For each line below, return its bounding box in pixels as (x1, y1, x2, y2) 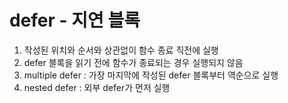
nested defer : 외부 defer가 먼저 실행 (23, 81, 171, 93)
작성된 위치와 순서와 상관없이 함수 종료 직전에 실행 (23, 44, 219, 56)
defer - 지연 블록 (9, 9, 141, 32)
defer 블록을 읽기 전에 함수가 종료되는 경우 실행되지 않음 (23, 56, 244, 68)
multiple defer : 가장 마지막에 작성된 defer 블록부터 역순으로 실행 (23, 69, 279, 81)
